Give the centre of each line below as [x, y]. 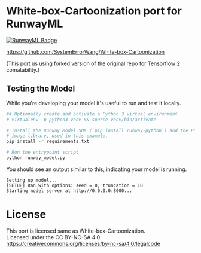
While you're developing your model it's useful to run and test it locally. [94, 103]
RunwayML [35, 24]
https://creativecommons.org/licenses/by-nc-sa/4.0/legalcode [83, 243]
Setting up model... [32, 180]
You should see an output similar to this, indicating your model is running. [97, 169]
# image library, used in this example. [57, 136]
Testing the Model [41, 89]
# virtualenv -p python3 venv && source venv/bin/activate [81, 120]
